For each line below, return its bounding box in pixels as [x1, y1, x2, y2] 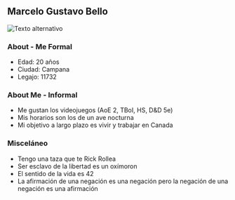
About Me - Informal [7, 91, 78, 100]
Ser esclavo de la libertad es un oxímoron [17, 161, 138, 171]
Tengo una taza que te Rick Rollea [17, 154, 116, 163]
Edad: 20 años [17, 58, 60, 66]
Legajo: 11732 [17, 73, 58, 81]
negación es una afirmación [17, 184, 98, 192]
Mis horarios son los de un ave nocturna [17, 114, 135, 122]
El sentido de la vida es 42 [17, 169, 94, 178]
